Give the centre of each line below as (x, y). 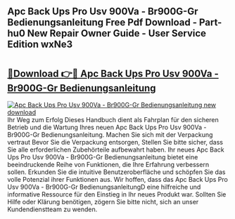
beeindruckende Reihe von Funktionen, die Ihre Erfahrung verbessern (108, 165)
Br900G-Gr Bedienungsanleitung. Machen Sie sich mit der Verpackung (110, 135)
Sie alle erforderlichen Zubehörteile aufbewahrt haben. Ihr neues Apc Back (116, 150)
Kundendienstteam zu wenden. (52, 209)
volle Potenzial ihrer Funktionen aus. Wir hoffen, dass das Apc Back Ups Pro (118, 179)
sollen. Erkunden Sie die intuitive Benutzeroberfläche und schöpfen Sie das (116, 172)
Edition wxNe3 (40, 45)
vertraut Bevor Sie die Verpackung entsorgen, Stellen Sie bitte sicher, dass (115, 142)
